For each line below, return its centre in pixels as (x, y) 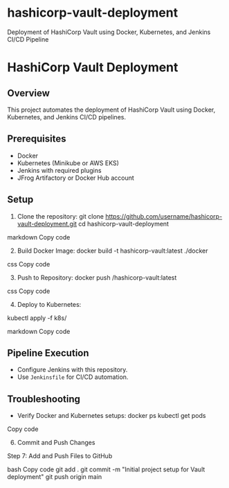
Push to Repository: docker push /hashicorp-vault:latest (97, 277)
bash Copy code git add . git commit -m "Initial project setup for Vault (106, 469)
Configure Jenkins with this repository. (72, 370)
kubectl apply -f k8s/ (37, 318)
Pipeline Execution (48, 353)
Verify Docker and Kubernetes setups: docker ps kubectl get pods (111, 416)
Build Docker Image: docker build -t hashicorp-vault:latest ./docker (113, 251)
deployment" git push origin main (55, 477)
